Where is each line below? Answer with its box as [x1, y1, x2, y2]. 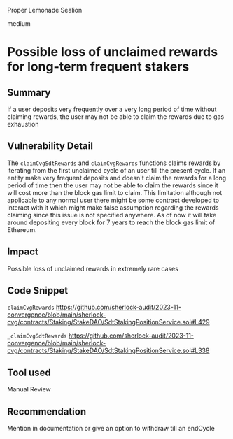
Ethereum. [7, 225, 37, 233]
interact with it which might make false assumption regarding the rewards [7, 203, 219, 212]
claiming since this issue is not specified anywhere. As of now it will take [7, 210, 217, 219]
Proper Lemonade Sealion [7, 6, 83, 14]
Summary [7, 87, 51, 99]
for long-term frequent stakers [7, 59, 190, 75]
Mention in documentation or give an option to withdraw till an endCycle [7, 424, 215, 433]
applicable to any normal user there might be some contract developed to [7, 196, 219, 204]
